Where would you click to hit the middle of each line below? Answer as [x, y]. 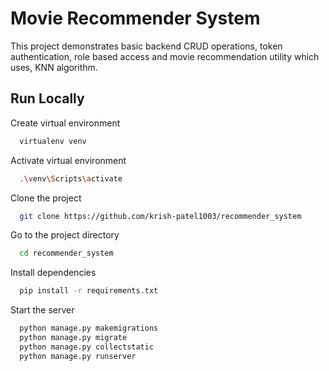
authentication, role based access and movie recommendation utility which [165, 56]
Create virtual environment [65, 123]
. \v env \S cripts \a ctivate [71, 178]
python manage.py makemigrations [89, 328]
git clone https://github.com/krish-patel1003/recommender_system [160, 216]
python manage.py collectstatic [87, 347]
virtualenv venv [53, 141]
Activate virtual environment [68, 160]
